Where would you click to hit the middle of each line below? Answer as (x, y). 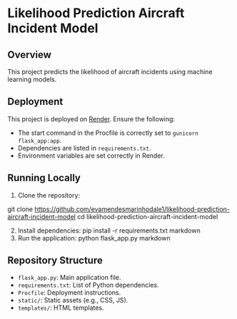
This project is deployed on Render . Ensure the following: (91, 118)
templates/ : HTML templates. (61, 308)
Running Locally (44, 178)
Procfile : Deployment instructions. (69, 293)
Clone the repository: (49, 195)
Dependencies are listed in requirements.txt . (84, 148)
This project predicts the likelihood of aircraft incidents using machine (110, 72)
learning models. (32, 79)
